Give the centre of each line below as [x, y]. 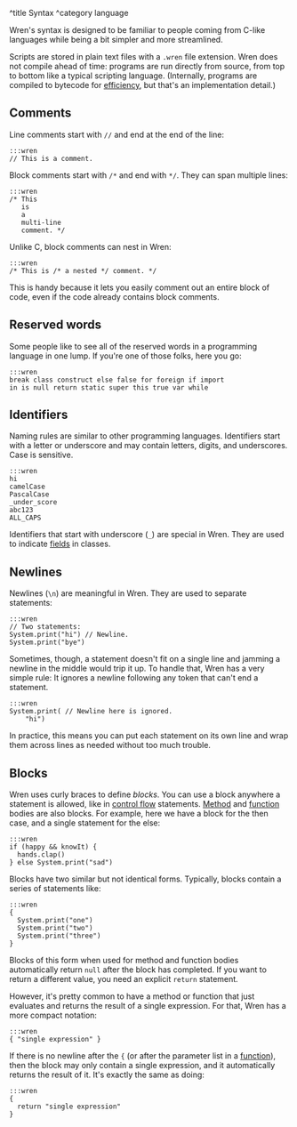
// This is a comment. [51, 158]
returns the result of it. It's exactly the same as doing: [107, 1075]
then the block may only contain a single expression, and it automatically [142, 1066]
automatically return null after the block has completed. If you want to [138, 970]
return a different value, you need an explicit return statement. [124, 979]
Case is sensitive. [41, 455]
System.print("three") [59, 936]
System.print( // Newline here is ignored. [91, 712]
